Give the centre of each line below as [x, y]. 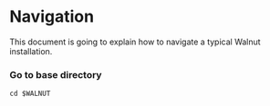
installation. [31, 51]
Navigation [52, 17]
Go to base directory [56, 74]
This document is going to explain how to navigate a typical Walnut [135, 42]
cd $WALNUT [30, 94]
